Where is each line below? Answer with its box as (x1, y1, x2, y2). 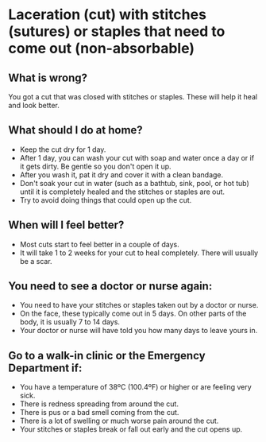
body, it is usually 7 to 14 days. (19, 317, 121, 327)
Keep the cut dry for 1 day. (19, 145, 106, 154)
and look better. (8, 101, 60, 110)
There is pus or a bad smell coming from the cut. (19, 408, 179, 417)
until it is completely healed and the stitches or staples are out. (19, 187, 225, 196)
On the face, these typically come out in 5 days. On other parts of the (19, 308, 247, 319)
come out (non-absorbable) (8, 40, 195, 57)
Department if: (8, 361, 83, 374)
